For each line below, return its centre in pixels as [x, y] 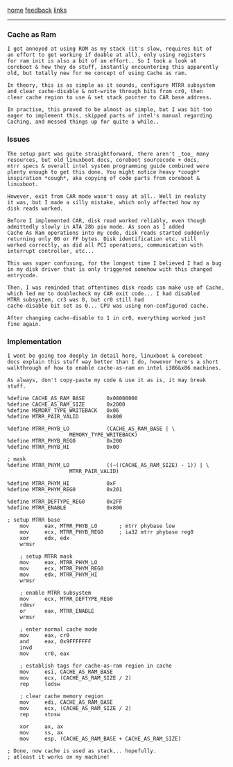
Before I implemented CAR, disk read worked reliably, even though [107, 221]
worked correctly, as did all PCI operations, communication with [105, 245]
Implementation [35, 341]
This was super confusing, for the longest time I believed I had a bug [114, 263]
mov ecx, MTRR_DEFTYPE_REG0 [66, 599]
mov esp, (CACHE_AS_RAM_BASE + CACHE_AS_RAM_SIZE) [101, 739]
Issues [19, 140]
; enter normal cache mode [59, 629]
